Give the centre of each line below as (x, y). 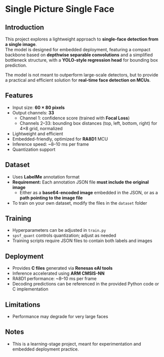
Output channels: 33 (33, 112)
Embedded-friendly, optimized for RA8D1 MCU (60, 139)
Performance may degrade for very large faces (60, 317)
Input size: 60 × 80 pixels (39, 107)
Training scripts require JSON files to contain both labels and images (82, 241)
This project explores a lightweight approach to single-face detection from (82, 39)
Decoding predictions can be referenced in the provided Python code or (86, 284)
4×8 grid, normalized (41, 128)
